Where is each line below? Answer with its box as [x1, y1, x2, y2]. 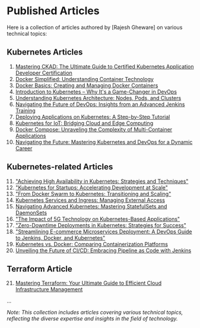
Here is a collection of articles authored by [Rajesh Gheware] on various [7, 24, 183, 31]
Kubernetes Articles [7, 47, 83, 57]
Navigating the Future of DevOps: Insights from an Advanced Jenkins [15, 101, 185, 108]
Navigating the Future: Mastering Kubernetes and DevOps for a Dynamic [15, 138, 193, 146]
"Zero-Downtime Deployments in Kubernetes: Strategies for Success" [15, 221, 186, 229]
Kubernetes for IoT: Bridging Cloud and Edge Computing [15, 120, 154, 127]
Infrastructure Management [15, 286, 83, 293]
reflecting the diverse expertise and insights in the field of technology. [7, 315, 178, 322]
